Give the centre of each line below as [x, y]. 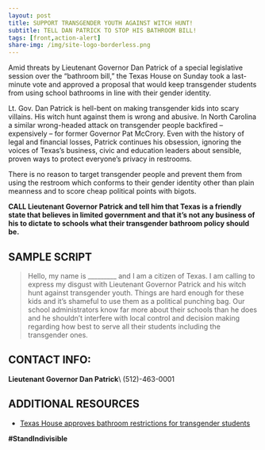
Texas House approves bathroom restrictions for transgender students [135, 423]
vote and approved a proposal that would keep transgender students [144, 85]
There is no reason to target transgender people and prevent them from [125, 175]
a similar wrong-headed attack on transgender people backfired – [116, 125]
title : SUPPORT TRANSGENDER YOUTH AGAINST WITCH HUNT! [101, 23]
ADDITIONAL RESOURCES [74, 404]
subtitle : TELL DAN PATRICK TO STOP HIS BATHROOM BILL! [102, 30]
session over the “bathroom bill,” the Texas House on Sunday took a [119, 76]
